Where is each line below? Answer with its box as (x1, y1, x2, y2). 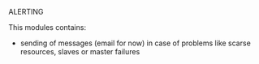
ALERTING (8, 7, 44, 16)
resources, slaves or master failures (19, 47, 140, 56)
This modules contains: (8, 23, 87, 32)
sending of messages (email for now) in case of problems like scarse (19, 38, 252, 48)
